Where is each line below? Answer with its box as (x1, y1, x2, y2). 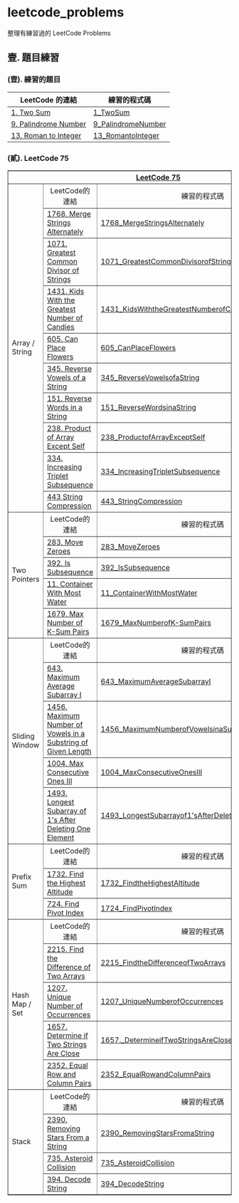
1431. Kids (46, 286, 85, 296)
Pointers (11, 574, 40, 584)
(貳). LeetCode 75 (7, 153, 69, 163)
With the (46, 295, 75, 305)
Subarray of (46, 806, 87, 816)
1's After (46, 814, 76, 824)
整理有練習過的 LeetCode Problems (7, 28, 112, 37)
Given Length (46, 746, 92, 756)
